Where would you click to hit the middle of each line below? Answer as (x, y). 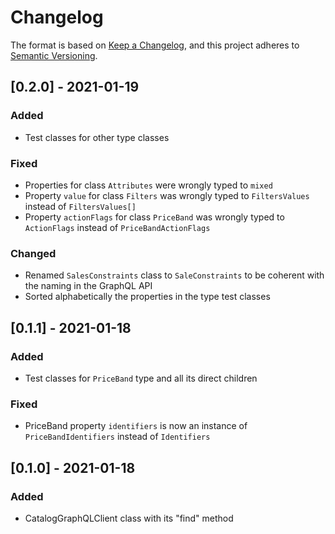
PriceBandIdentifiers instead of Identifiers (117, 437)
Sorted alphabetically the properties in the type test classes (147, 297)
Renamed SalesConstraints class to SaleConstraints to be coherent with (174, 275)
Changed (33, 253)
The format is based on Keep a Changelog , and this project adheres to (155, 45)
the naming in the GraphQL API (88, 286)
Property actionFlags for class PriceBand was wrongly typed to (154, 217)
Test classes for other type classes (97, 137)
